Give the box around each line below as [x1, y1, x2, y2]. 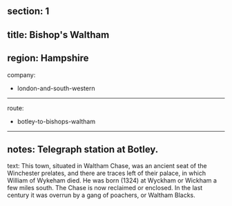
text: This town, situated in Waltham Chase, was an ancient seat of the [7, 162, 207, 170]
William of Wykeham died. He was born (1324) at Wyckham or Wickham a [7, 176, 217, 185]
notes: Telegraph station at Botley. [7, 143, 159, 155]
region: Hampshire [7, 52, 89, 64]
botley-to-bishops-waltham [17, 117, 95, 125]
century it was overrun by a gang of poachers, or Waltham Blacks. [7, 191, 195, 199]
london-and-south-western [17, 84, 95, 92]
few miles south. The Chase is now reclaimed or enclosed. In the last [7, 184, 203, 192]
